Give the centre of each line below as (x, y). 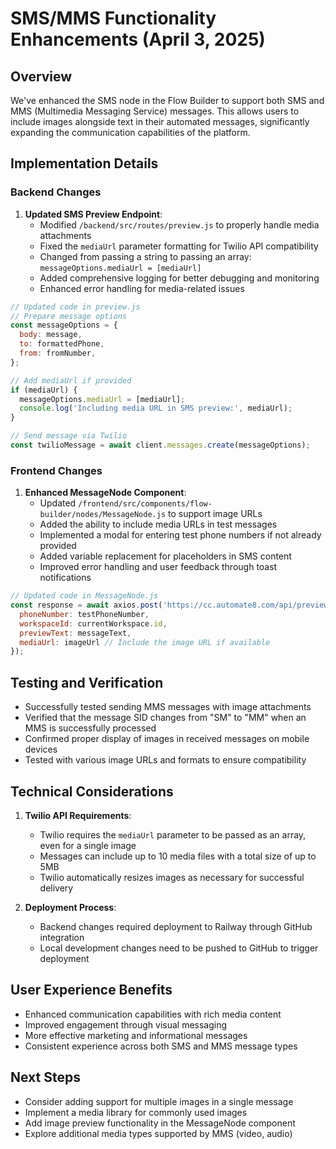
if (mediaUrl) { (44, 390)
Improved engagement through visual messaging (126, 1024)
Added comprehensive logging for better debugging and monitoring (179, 278)
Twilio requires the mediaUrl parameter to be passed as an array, (173, 834)
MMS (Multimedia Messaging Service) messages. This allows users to (155, 111)
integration (62, 937)
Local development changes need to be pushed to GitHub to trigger (179, 948)
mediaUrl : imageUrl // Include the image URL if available (145, 642)
